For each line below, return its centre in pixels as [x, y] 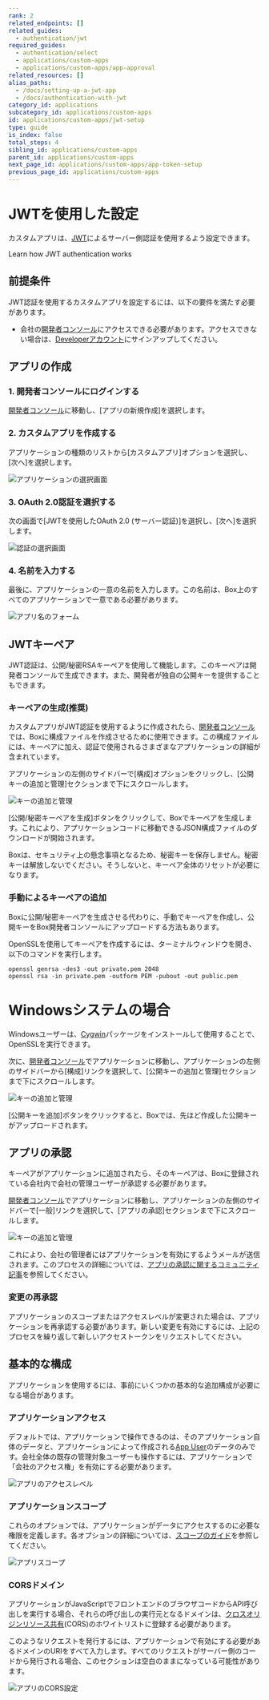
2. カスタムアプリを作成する [62, 433]
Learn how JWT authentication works [70, 254]
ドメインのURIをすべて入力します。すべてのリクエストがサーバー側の [128, 1651]
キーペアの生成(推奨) [48, 708]
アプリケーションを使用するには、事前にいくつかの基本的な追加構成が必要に [134, 1385]
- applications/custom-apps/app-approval [86, 68]
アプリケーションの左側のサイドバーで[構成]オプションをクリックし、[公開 [131, 774]
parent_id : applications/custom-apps [71, 157]
